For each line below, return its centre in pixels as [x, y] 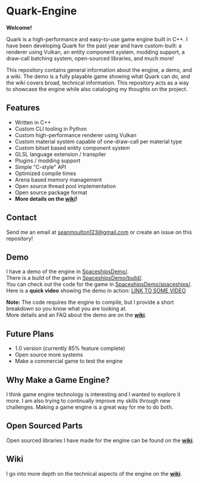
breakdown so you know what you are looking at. [67, 309]
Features [23, 108]
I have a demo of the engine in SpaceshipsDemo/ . [67, 271]
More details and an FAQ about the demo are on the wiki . [76, 315]
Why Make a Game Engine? [58, 380]
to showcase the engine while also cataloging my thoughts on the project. [97, 89]
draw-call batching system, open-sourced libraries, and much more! [90, 58]
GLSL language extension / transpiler [60, 154]
